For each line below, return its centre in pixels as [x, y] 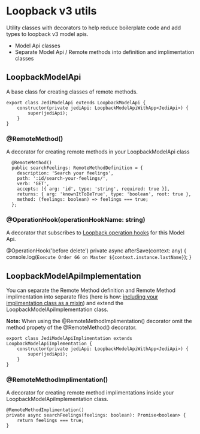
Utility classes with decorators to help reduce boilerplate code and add [94, 28]
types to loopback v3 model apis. [47, 34]
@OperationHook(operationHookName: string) [76, 219]
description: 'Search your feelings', [65, 173]
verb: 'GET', [33, 184]
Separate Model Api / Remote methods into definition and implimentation [104, 52]
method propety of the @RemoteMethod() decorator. [72, 327]
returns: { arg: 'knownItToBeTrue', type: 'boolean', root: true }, [104, 194]
